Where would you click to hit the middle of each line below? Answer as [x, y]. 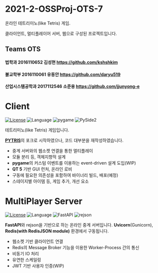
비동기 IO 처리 [25, 253]
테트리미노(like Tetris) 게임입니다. [37, 130]
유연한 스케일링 [27, 259]
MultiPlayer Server [44, 201]
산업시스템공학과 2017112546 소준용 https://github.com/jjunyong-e [72, 86]
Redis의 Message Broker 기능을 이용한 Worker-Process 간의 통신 [76, 247]
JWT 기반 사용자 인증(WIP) [38, 266]
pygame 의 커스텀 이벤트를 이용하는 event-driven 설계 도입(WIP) [74, 163]
